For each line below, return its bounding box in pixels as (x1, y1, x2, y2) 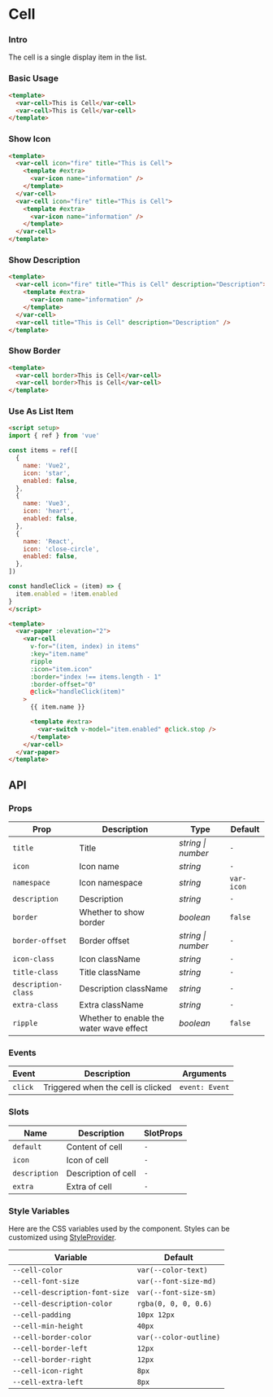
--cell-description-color (12, 1298, 113, 1308)
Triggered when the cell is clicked (43, 1082, 172, 1093)
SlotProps (143, 1127, 183, 1139)
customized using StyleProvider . (8, 1232, 117, 1242)
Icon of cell (66, 1154, 109, 1166)
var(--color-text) (136, 1265, 209, 1275)
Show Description (8, 254, 80, 266)
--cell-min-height (12, 1321, 84, 1330)
